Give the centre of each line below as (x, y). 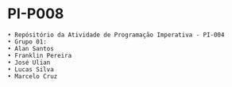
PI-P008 (36, 14)
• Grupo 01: (27, 42)
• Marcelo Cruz (33, 76)
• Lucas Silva (31, 69)
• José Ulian (29, 62)
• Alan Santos (31, 48)
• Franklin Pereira (40, 55)
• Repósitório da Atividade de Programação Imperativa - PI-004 (116, 35)
